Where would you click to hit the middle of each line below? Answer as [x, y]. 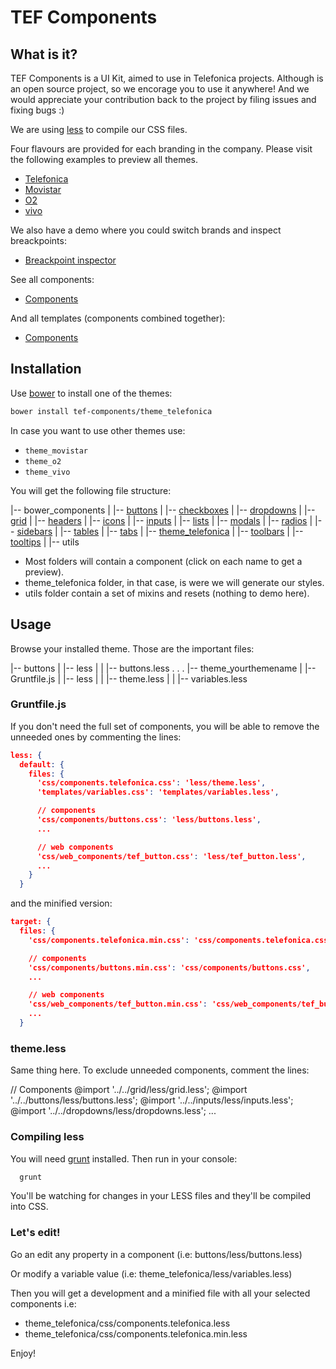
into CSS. [29, 1207]
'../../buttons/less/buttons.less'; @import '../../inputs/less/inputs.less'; [152, 1100]
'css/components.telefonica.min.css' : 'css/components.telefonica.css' [180, 940]
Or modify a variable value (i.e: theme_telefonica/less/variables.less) [151, 1273]
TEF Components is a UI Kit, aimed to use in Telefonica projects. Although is [167, 78]
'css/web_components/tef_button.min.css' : [118, 1004]
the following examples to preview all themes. [104, 159]
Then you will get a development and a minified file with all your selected [160, 1293]
